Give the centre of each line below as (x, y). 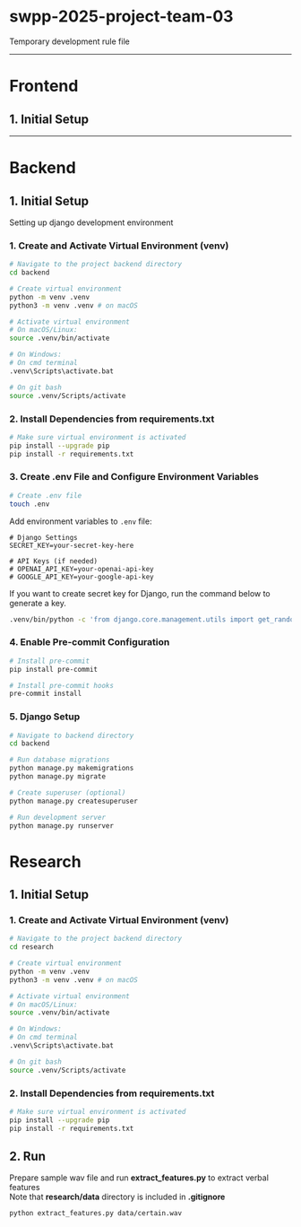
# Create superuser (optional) (68, 792)
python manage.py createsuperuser (74, 801)
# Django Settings (43, 537)
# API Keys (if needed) (54, 561)
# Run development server (57, 817)
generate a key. (38, 603)
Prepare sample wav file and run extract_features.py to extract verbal (139, 1178)
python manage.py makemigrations (72, 769)
